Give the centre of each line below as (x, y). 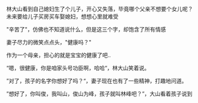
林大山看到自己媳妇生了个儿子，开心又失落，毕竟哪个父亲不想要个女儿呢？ (100, 9)
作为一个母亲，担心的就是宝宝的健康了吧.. (59, 55)
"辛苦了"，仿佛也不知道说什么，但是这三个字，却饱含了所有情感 (86, 29)
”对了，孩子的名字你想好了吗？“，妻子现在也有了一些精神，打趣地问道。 (97, 81)
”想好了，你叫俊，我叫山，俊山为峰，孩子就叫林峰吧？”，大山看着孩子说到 (100, 94)
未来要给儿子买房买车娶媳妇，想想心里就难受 (62, 16)
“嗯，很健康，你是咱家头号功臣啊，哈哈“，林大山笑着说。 (78, 68)
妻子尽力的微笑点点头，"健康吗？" (49, 42)
